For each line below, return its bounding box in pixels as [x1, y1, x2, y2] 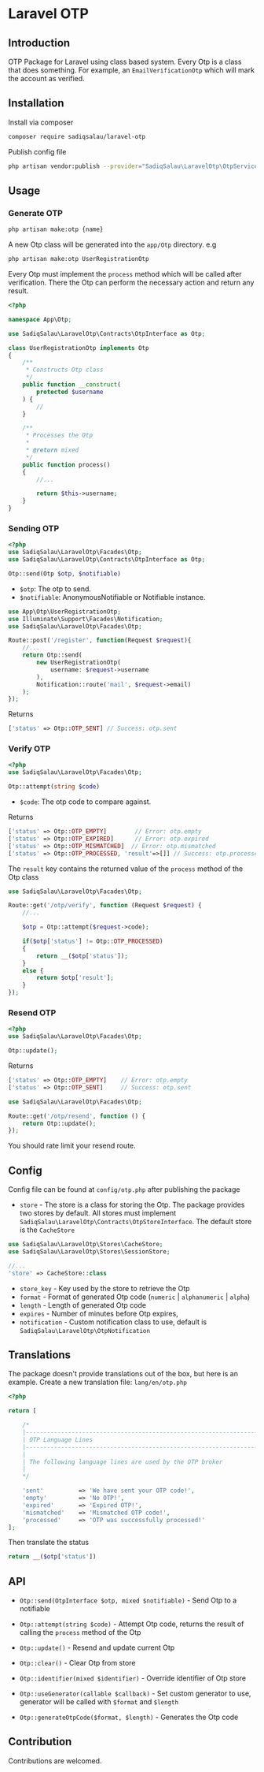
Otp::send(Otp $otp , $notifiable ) [8, 569, 122, 578]
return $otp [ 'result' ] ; [36, 974, 114, 982]
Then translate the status [8, 1538, 89, 1547]
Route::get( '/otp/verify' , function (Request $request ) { [8, 902, 202, 910]
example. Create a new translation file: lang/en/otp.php [8, 1377, 187, 1387]
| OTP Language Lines [22, 1435, 93, 1443]
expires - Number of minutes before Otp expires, [19, 1309, 178, 1318]
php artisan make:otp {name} [8, 225, 104, 233]
